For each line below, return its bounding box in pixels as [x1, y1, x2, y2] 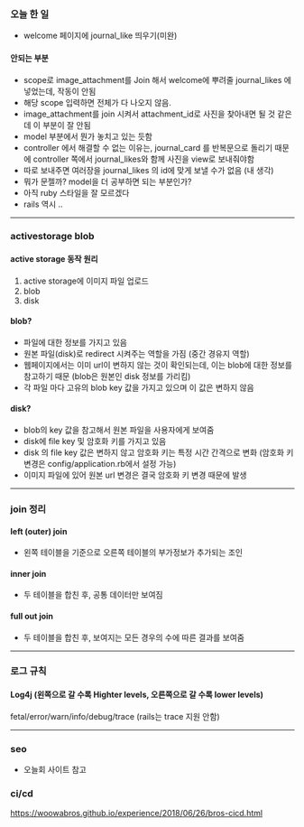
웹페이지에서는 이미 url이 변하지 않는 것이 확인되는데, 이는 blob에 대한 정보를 [23, 359, 292, 370]
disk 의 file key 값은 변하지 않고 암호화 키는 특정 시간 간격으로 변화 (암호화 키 [23, 447, 294, 458]
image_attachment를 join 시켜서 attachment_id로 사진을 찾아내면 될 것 [23, 108, 276, 119]
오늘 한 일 [10, 7, 49, 20]
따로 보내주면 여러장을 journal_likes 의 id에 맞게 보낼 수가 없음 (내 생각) [23, 164, 274, 175]
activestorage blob [10, 230, 95, 243]
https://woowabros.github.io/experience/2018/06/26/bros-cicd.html [10, 808, 263, 819]
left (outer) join [10, 525, 68, 536]
